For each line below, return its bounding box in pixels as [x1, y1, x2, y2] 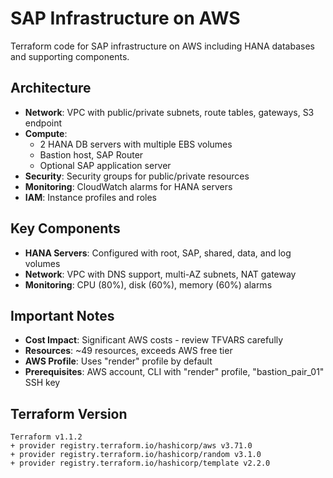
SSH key [24, 377, 61, 389]
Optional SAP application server [39, 159, 172, 171]
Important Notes [10, 307, 115, 324]
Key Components [10, 220, 121, 237]
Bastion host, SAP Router [39, 148, 144, 161]
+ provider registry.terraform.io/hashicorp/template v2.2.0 [10, 458, 271, 469]
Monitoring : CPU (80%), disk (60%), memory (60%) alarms [24, 278, 273, 291]
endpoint [24, 117, 63, 129]
